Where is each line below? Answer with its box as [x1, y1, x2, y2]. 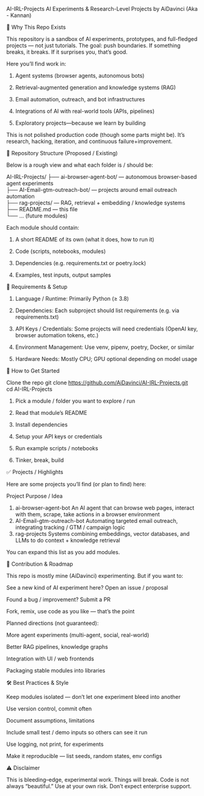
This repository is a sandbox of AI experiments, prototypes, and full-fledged [6, 35, 197, 42]
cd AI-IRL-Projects [6, 385, 53, 393]
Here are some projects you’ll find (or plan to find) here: [6, 481, 147, 487]
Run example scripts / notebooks [15, 445, 99, 451]
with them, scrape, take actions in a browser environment [15, 511, 160, 518]
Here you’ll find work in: [6, 60, 67, 67]
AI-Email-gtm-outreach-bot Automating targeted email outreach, [15, 517, 178, 524]
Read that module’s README [15, 409, 87, 416]
